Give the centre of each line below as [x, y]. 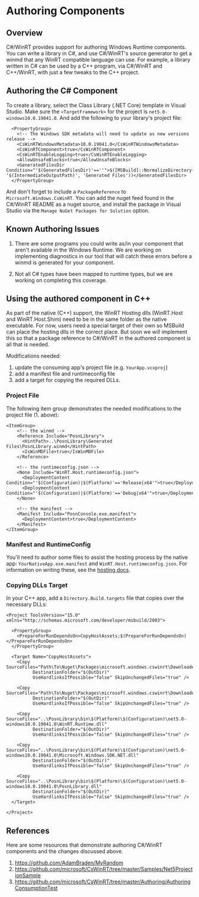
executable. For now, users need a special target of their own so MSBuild [95, 326]
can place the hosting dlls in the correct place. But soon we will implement [97, 332]
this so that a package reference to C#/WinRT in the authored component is [99, 338]
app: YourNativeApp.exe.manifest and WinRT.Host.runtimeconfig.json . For [97, 564]
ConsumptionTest [36, 888]
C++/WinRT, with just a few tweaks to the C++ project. [73, 72]
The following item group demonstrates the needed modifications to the [94, 408]
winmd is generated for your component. [65, 262]
